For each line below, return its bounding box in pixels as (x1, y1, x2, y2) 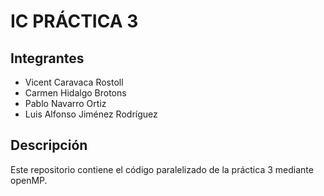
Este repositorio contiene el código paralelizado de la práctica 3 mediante (10, 163, 314, 175)
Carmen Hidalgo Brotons (24, 87, 127, 99)
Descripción (10, 137, 88, 154)
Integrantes (10, 50, 85, 67)
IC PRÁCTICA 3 (10, 10, 139, 33)
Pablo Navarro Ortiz (24, 98, 107, 109)
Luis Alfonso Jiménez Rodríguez (24, 108, 158, 120)
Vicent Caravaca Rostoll (24, 76, 124, 88)
